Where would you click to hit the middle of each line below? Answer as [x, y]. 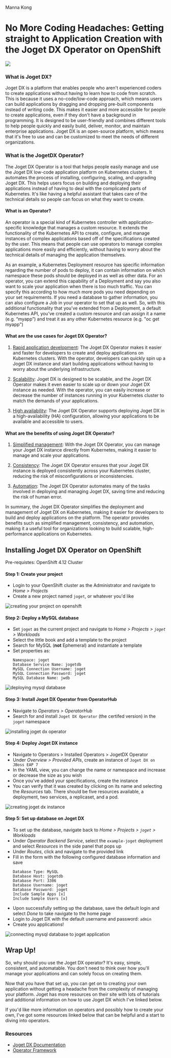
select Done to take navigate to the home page [62, 913]
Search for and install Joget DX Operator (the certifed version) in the [84, 716]
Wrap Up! [21, 950]
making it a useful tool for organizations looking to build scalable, [74, 529]
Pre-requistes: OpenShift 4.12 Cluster [44, 562]
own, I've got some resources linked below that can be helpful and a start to [85, 1015]
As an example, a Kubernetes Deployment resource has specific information [85, 265]
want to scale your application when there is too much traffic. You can [79, 286]
